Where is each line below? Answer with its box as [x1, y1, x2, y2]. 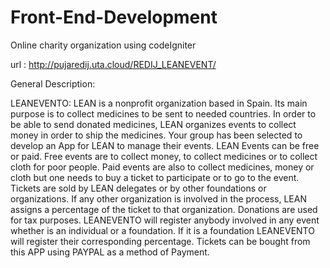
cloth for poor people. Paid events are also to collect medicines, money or [10, 161, 315, 173]
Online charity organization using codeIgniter [10, 39, 197, 51]
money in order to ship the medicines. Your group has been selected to [10, 129, 303, 141]
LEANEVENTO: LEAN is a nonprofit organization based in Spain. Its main [10, 97, 308, 109]
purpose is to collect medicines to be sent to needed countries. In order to [10, 107, 317, 120]
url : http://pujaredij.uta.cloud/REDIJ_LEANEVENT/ [10, 58, 217, 70]
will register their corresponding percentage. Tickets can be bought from [10, 235, 311, 247]
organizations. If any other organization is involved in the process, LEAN [10, 192, 307, 205]
